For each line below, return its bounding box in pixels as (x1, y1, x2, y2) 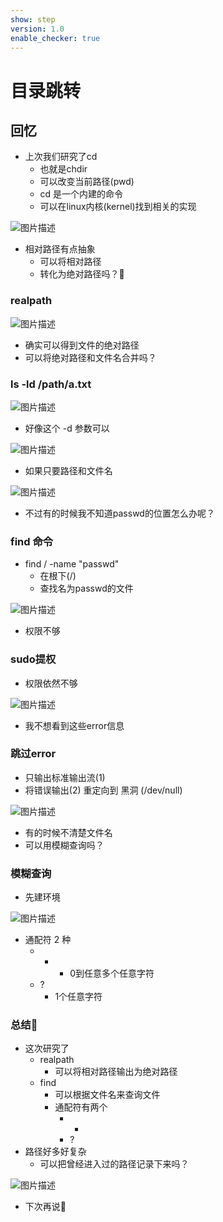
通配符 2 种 (24, 934, 72, 946)
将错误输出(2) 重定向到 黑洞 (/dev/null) (24, 784, 183, 796)
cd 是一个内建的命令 (39, 188, 124, 200)
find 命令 (10, 534, 54, 548)
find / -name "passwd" (24, 558, 120, 570)
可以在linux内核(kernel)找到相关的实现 (39, 201, 197, 213)
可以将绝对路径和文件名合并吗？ (24, 351, 157, 363)
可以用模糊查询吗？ (24, 839, 105, 851)
